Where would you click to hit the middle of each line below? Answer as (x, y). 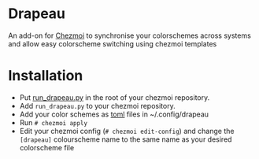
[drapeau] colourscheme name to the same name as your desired (126, 139)
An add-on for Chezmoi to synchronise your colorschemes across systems (130, 35)
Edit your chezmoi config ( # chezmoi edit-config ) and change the (127, 131)
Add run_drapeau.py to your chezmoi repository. (97, 105)
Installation (46, 76)
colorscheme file (47, 147)
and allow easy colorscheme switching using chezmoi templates (113, 43)
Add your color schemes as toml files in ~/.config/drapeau (114, 114)
